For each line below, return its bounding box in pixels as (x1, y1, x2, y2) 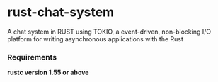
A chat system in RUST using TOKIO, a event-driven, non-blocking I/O (7, 27, 211, 36)
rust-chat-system (7, 4, 115, 20)
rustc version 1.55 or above (7, 68, 89, 77)
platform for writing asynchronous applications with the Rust (7, 34, 184, 43)
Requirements (7, 52, 57, 62)
